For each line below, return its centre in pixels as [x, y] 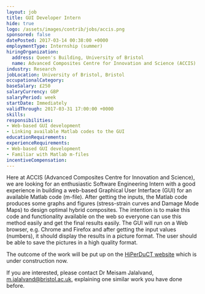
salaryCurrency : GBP [33, 92]
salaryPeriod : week [31, 97]
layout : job [21, 12]
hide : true [20, 23]
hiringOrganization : [33, 52]
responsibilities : [30, 120]
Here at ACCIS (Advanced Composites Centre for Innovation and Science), [101, 178]
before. [16, 286]
